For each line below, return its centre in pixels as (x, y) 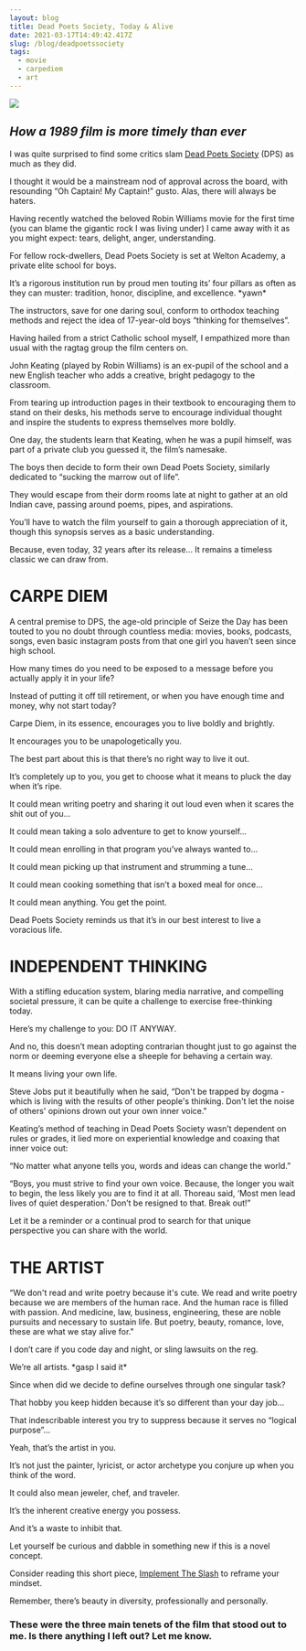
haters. (23, 200)
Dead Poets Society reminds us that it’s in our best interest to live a (135, 919)
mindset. (26, 1583)
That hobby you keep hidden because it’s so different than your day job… (147, 1403)
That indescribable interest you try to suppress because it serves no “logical (153, 1421)
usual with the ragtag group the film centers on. (99, 348)
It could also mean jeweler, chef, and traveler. (95, 1493)
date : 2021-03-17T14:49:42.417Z (71, 35)
